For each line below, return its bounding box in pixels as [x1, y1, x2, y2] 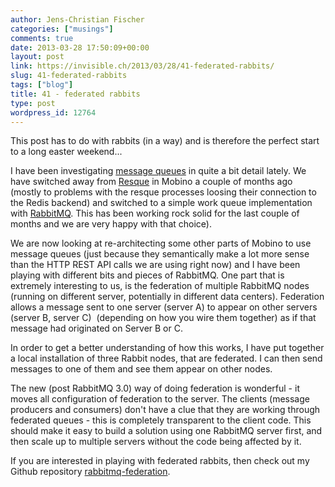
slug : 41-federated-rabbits [10, 71, 128, 81]
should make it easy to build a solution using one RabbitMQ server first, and [10, 425, 323, 437]
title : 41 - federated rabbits [10, 89, 141, 99]
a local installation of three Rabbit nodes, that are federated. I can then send [10, 352, 323, 365]
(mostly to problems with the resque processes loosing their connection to [10, 186, 317, 198]
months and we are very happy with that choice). [10, 218, 213, 230]
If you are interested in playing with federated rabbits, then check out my [10, 455, 310, 467]
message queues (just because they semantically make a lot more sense [10, 248, 310, 260]
